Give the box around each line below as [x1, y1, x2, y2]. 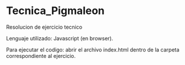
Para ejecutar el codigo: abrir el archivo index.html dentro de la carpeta [6, 46, 180, 53]
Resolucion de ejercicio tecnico [6, 23, 83, 30]
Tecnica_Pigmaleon [6, 4, 105, 18]
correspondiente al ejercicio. [6, 52, 76, 59]
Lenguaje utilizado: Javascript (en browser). [6, 35, 113, 42]
